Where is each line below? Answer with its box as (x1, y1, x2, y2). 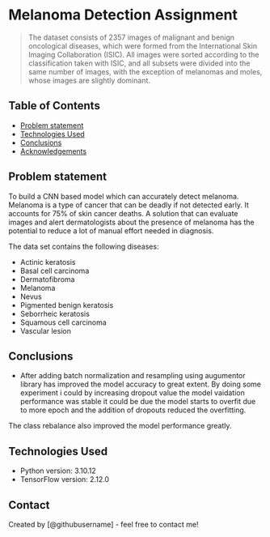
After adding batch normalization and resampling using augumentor (19, 371, 246, 381)
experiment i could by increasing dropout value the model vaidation (19, 388, 245, 398)
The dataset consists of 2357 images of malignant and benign (27, 32, 235, 42)
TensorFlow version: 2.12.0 (19, 475, 110, 484)
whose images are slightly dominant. (27, 75, 151, 85)
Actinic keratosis (19, 257, 76, 266)
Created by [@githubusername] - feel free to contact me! (8, 520, 199, 529)
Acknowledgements (19, 146, 87, 156)
